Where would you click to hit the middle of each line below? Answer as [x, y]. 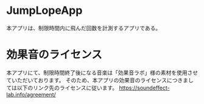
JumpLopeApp [44, 11]
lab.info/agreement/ [31, 94]
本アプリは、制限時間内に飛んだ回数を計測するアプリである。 [84, 28]
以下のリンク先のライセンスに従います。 [67, 88]
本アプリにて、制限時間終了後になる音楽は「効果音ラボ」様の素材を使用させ [102, 73]
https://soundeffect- [144, 88]
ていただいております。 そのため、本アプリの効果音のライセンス [87, 80]
